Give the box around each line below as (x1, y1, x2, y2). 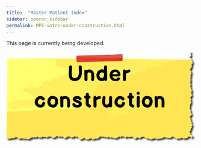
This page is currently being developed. (6, 40, 105, 47)
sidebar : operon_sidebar (6, 16, 69, 22)
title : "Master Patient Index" (6, 10, 87, 16)
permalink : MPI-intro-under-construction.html (6, 22, 125, 28)
